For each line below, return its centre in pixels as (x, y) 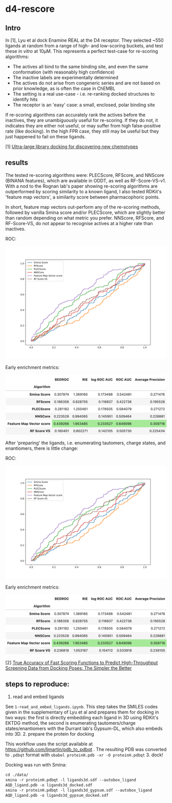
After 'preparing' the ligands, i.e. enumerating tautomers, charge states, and (85, 443)
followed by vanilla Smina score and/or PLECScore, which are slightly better (85, 212)
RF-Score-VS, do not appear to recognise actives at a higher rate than (79, 223)
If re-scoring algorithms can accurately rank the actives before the (76, 115)
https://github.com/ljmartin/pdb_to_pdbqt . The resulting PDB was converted (86, 749)
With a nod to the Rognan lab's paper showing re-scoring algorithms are (81, 186)
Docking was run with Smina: (36, 764)
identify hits (25, 99)
